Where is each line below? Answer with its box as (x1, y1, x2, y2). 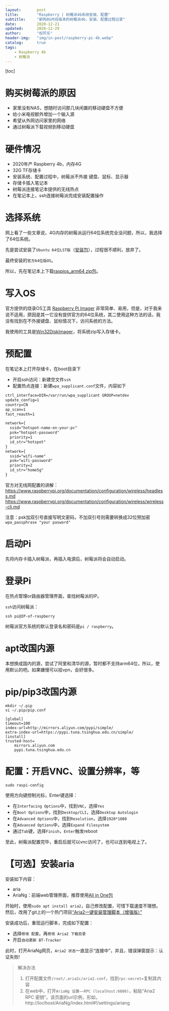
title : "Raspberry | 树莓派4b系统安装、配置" (5, 12, 111, 17)
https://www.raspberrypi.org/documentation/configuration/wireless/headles (5, 488, 163, 494)
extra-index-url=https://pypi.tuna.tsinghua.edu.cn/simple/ (5, 730, 134, 735)
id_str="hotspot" (10, 439, 46, 444)
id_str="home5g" (10, 467, 44, 473)
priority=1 (10, 435, 33, 440)
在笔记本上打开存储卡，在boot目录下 (5, 366, 81, 372)
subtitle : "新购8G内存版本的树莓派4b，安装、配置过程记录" (5, 17, 126, 22)
